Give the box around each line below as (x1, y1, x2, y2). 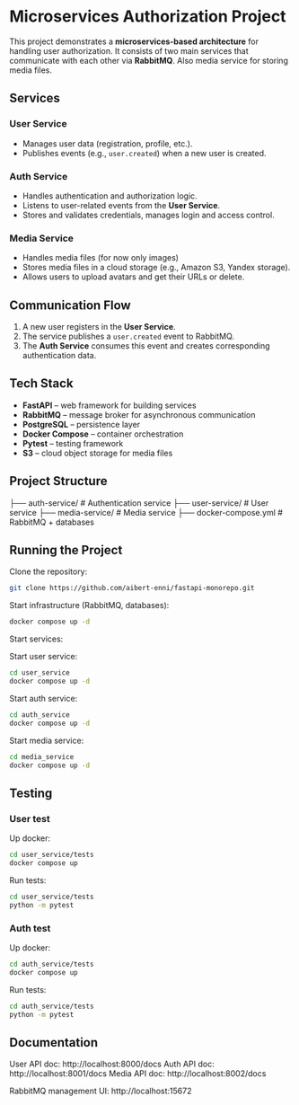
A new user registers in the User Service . (22, 322, 177, 332)
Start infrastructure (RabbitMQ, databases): (9, 600, 170, 611)
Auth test (9, 922, 51, 934)
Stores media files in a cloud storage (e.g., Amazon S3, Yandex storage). (22, 262, 291, 273)
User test (9, 812, 51, 825)
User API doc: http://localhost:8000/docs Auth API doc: (9, 1058, 215, 1070)
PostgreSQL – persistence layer (22, 419, 141, 429)
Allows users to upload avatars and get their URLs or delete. (22, 271, 245, 282)
